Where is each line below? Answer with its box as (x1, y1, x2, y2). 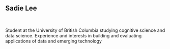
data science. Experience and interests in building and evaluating (5, 32, 142, 38)
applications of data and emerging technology (5, 38, 102, 44)
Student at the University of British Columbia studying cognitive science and (5, 27, 165, 33)
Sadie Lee (5, 4, 37, 13)
